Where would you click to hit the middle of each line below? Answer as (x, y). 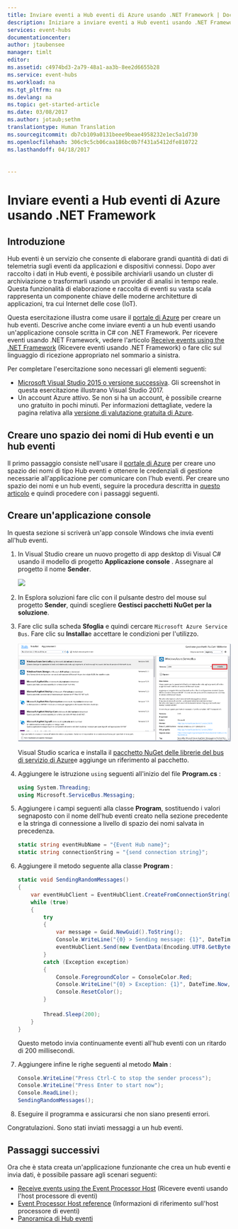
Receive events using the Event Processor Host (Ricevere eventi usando (123, 1188)
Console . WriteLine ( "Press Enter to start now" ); (91, 1085)
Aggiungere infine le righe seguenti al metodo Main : (95, 1064)
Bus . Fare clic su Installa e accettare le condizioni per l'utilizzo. (108, 634)
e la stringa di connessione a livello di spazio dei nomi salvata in (111, 824)
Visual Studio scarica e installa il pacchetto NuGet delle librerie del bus (121, 752)
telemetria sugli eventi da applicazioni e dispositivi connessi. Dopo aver (112, 266)
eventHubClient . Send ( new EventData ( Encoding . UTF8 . (132, 947)
